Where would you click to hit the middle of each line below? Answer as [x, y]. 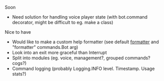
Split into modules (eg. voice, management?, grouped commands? [81, 58]
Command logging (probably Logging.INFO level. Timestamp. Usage [83, 68]
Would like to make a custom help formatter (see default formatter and [85, 42]
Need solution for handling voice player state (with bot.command [80, 17]
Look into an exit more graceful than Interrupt [59, 53]
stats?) [19, 74]
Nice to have [18, 32]
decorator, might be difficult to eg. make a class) [63, 22]
